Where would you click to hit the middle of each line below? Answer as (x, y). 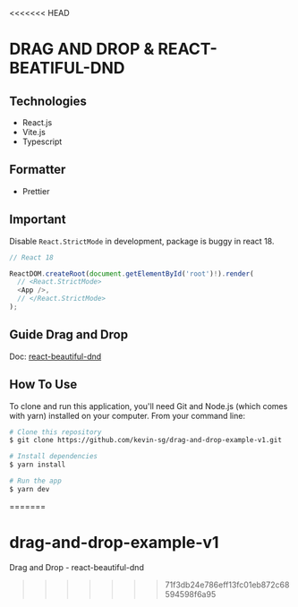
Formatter (38, 170)
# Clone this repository (55, 432)
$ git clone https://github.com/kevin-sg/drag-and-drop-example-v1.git (145, 440)
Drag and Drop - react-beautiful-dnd (77, 567)
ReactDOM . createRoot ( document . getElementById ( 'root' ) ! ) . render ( (132, 274)
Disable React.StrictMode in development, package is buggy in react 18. (142, 241)
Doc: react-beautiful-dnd (55, 356)
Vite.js (34, 132)
